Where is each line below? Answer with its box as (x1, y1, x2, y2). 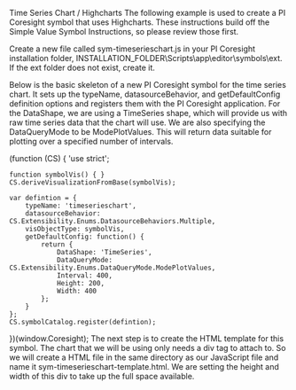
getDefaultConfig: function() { (25, 232, 144, 241)
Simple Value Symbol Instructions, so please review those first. (9, 27, 239, 36)
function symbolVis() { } (9, 170, 105, 179)
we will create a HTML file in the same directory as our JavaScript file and (9, 352, 279, 363)
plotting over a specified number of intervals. (9, 136, 174, 146)
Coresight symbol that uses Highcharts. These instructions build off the (9, 17, 270, 27)
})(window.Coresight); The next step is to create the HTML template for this (9, 333, 284, 344)
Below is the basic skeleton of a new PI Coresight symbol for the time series (9, 80, 286, 90)
